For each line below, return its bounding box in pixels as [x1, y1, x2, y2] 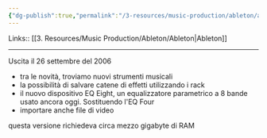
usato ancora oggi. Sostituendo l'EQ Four [19, 97, 155, 106]
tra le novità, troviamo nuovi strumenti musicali [19, 71, 173, 81]
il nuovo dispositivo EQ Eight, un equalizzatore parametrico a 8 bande [19, 88, 248, 98]
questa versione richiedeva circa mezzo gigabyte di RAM [8, 121, 195, 130]
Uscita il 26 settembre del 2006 [8, 56, 112, 66]
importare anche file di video [19, 105, 114, 115]
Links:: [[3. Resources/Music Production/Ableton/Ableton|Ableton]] [8, 33, 228, 43]
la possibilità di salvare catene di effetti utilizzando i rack [19, 80, 205, 90]
